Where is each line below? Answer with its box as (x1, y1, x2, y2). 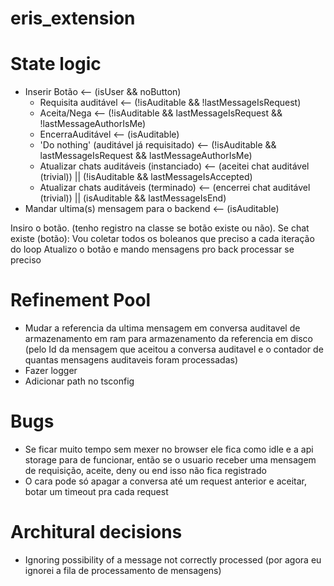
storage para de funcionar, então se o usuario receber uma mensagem (24, 454, 317, 466)
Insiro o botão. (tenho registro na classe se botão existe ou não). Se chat (10, 222, 310, 234)
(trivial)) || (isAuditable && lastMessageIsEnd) (39, 192, 227, 204)
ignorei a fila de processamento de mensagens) (24, 564, 222, 576)
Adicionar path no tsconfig (24, 375, 135, 387)
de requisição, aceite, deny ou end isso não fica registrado (24, 465, 267, 476)
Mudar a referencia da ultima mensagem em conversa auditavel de (24, 322, 301, 334)
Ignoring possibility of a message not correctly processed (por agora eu (24, 553, 322, 566)
